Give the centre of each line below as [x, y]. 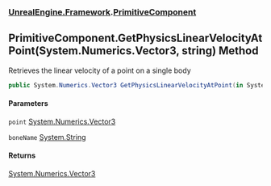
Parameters [28, 104]
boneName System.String [47, 137]
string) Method [220, 51]
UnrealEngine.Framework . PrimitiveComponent [102, 12]
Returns [22, 155]
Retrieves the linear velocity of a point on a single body [100, 70]
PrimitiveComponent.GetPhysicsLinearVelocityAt [135, 38]
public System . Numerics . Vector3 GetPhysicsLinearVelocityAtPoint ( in [126, 85]
